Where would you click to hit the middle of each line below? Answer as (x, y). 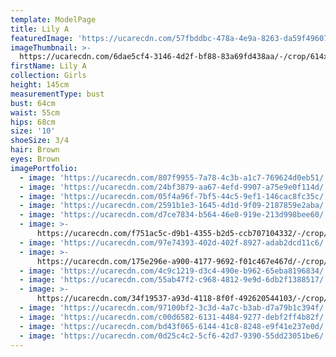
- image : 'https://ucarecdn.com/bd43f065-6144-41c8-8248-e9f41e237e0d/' (174, 326)
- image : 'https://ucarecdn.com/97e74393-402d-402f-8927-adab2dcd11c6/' (174, 242)
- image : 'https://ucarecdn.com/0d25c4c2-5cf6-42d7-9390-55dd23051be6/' (174, 336)
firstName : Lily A (48, 66)
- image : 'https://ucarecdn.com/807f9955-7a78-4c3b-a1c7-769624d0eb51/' (174, 177)
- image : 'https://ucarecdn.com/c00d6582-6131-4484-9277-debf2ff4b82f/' (174, 317)
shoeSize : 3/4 (40, 141)
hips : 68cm (33, 122)
